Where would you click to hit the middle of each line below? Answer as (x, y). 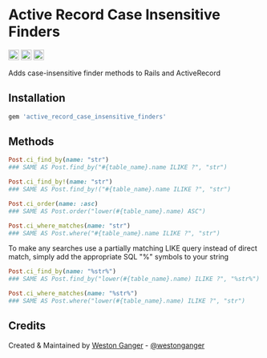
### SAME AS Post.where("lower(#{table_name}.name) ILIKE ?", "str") (127, 301)
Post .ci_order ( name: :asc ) (53, 203)
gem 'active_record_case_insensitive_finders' (87, 117)
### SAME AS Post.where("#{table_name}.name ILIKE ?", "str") (114, 233)
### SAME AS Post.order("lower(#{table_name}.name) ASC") (107, 211)
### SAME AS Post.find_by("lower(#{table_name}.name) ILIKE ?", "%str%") (134, 279)
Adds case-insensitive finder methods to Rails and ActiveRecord (115, 73)
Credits (27, 326)
